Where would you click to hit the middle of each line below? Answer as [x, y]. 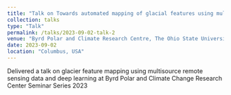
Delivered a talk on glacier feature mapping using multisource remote [105, 71]
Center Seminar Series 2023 [47, 85]
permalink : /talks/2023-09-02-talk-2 [61, 32]
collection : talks [33, 20]
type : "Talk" [26, 26]
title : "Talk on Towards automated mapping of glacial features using [110, 13]
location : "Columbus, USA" [46, 52]
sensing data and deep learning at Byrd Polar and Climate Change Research [114, 78]
